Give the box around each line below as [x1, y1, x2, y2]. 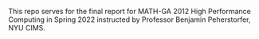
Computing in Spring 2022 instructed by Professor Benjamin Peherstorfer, [8, 15, 251, 24]
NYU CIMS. [8, 23, 46, 32]
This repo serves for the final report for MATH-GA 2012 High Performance [8, 7, 251, 16]
